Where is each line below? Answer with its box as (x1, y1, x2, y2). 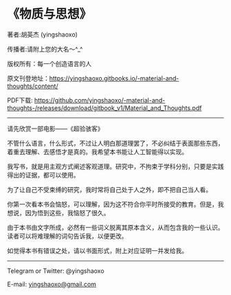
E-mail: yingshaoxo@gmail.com (7, 280, 96, 288)
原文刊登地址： (7, 74, 49, 83)
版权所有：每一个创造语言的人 (7, 59, 91, 67)
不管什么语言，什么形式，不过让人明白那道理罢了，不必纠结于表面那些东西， (7, 139, 224, 147)
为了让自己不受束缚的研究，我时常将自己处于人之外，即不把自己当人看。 (7, 185, 212, 193)
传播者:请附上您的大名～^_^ (7, 45, 83, 53)
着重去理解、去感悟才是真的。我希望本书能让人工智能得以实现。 (7, 147, 188, 155)
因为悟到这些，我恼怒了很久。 (25, 208, 110, 217)
